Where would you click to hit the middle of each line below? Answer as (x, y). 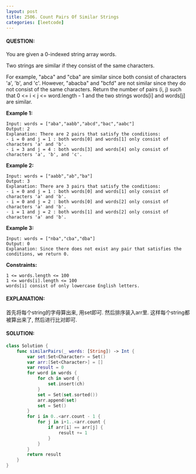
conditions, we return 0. (37, 254)
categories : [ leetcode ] (35, 22)
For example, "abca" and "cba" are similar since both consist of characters (96, 77)
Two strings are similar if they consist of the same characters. (80, 66)
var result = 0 (46, 367)
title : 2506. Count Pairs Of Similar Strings (62, 17)
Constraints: (22, 265)
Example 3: (20, 228)
